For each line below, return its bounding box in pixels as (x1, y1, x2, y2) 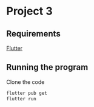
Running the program (6, 62, 89, 72)
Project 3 (6, 4, 53, 18)
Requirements (6, 29, 61, 39)
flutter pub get (6, 90, 47, 96)
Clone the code (6, 78, 45, 86)
